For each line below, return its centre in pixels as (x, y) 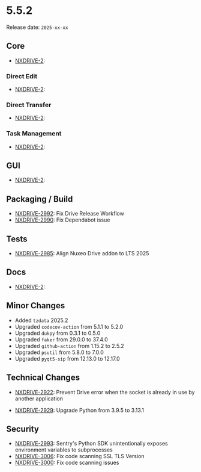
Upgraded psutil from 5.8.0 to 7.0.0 (59, 352)
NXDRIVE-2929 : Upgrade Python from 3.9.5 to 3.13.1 (79, 410)
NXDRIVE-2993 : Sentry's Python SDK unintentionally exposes (91, 444)
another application (39, 399)
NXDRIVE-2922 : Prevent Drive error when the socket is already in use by (105, 392)
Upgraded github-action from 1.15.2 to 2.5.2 (69, 346)
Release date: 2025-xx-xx (37, 27)
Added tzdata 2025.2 (41, 320)
